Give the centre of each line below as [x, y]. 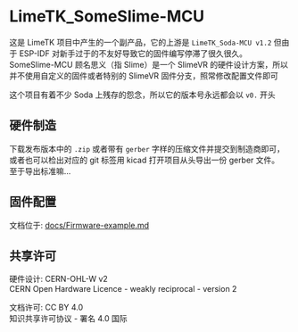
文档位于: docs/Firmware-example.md [79, 225]
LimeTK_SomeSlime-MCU [107, 17]
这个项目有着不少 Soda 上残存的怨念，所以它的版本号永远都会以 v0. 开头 [143, 95]
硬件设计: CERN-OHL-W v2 [59, 279]
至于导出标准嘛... [40, 170]
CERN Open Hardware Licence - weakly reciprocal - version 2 [123, 289]
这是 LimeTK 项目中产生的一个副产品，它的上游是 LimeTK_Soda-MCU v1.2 [141, 42]
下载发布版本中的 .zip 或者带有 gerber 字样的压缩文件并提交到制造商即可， [147, 148]
